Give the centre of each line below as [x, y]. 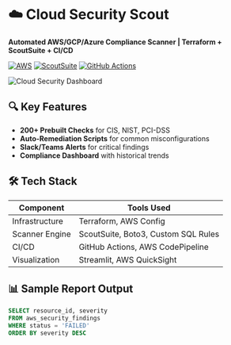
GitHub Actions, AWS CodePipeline [144, 247]
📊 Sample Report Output [71, 288]
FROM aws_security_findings [55, 318]
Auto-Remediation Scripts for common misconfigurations [114, 138]
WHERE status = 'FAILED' [49, 326]
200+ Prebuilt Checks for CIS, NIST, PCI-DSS [95, 130]
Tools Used [150, 208]
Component [42, 208]
